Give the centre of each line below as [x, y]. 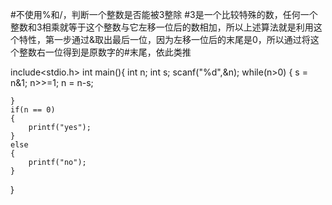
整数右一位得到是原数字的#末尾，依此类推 [105, 52]
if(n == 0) [33, 110]
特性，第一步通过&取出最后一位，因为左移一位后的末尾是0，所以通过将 [164, 39]
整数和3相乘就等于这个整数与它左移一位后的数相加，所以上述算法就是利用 [162, 27]
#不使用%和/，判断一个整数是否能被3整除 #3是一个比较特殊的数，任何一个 [164, 14]
